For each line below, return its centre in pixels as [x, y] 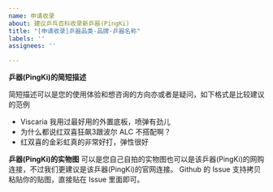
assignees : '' [32, 46]
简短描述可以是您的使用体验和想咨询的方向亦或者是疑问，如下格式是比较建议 [136, 95]
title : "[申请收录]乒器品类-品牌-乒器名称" [74, 31]
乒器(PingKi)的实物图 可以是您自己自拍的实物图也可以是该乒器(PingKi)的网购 [136, 160]
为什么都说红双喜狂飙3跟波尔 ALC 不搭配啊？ [95, 132]
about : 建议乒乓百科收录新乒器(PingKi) [69, 23]
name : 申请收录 [32, 16]
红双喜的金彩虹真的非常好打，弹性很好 [84, 142]
